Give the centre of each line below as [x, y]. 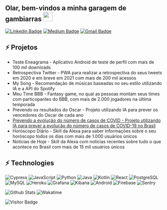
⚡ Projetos [21, 48]
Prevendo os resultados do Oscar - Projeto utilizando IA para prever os [85, 110]
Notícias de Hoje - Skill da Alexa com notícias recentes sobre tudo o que [87, 141]
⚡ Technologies [30, 163]
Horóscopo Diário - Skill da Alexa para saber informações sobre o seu [84, 131]
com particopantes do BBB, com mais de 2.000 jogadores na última [82, 99]
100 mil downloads [32, 67]
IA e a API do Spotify [34, 88]
